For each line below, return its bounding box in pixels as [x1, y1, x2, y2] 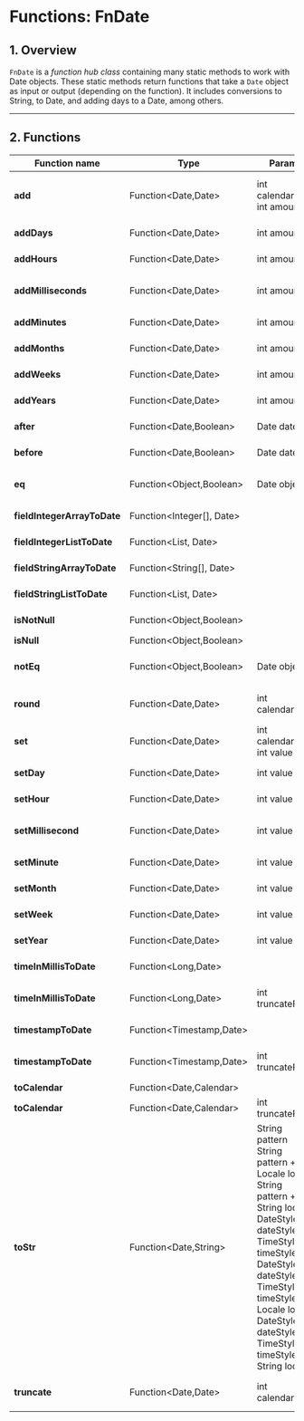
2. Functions [9, 130, 81, 146]
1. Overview [9, 43, 77, 58]
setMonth [14, 881, 57, 894]
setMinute [14, 856, 59, 869]
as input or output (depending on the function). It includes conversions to [9, 86, 282, 96]
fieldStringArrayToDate [14, 562, 117, 574]
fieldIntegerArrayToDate [14, 509, 121, 522]
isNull [14, 634, 40, 647]
